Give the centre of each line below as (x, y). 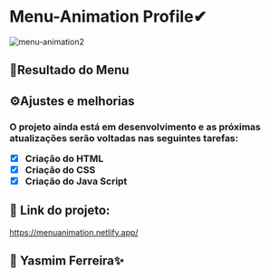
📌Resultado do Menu (69, 70)
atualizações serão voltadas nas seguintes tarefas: (124, 138)
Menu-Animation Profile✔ (108, 17)
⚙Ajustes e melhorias (72, 101)
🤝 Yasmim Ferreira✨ (67, 261)
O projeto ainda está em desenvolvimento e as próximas (135, 127)
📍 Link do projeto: (60, 210)
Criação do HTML (64, 158)
